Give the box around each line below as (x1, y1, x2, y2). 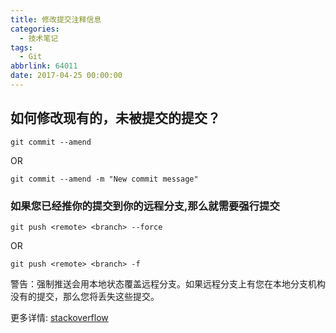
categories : (10, 24, 60, 34)
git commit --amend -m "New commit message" (10, 174, 199, 184)
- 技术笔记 (19, 33, 59, 43)
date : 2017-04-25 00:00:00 (10, 71, 123, 81)
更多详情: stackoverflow (10, 311, 109, 323)
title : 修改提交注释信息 (10, 14, 102, 25)
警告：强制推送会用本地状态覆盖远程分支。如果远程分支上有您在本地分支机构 (10, 277, 326, 290)
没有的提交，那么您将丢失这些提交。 (10, 290, 160, 302)
